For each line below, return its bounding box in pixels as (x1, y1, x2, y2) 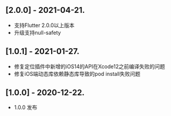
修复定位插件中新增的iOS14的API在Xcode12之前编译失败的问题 (14, 62, 166, 70)
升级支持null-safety (14, 29, 61, 36)
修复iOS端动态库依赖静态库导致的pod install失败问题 (14, 70, 140, 77)
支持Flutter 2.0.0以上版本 (14, 21, 75, 29)
